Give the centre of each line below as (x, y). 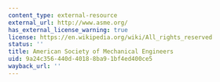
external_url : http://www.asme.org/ (68, 23)
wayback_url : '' (35, 66)
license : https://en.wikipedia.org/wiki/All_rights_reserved (110, 37)
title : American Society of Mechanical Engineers (91, 52)
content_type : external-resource (63, 15)
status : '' (26, 45)
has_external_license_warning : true (68, 30)
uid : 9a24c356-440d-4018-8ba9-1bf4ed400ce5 (81, 59)
